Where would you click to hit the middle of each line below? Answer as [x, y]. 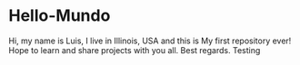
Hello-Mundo [60, 16]
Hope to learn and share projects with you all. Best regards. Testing [135, 50]
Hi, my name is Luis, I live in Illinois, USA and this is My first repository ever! [150, 41]
